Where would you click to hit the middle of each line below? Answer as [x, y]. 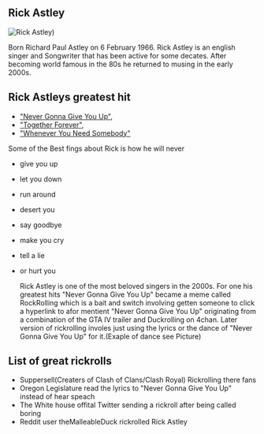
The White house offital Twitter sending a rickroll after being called [128, 405]
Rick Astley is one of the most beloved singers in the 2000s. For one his [136, 286]
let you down [41, 179]
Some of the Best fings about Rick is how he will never [97, 148]
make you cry [42, 240]
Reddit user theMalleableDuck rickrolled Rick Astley [103, 422]
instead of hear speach [57, 397]
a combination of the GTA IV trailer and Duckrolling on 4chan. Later [128, 320]
